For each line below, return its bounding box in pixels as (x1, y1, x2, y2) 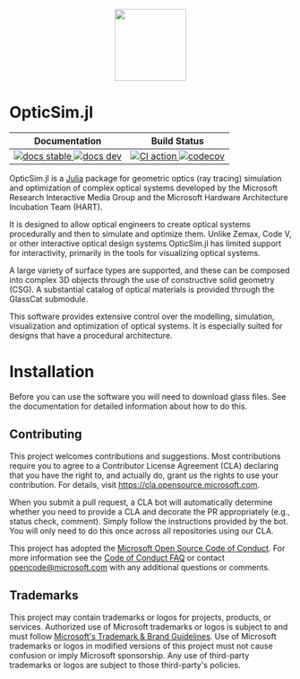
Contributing (9, 427, 82, 442)
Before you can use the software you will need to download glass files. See (9, 391, 287, 401)
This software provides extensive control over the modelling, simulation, (9, 311, 275, 322)
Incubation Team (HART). (9, 201, 103, 212)
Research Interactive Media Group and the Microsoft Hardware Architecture (9, 191, 288, 202)
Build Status (150, 135, 204, 147)
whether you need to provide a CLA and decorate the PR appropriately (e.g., (9, 506, 291, 516)
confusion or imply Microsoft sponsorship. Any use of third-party (9, 649, 250, 660)
